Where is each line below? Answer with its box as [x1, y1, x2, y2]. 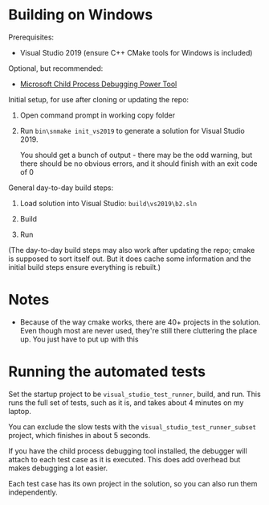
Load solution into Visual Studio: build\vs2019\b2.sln [19, 198, 198, 208]
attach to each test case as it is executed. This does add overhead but [8, 454, 241, 464]
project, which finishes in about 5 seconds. [8, 430, 151, 440]
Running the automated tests [8, 362, 206, 381]
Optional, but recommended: [8, 63, 104, 73]
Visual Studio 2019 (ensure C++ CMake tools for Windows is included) [19, 48, 253, 57]
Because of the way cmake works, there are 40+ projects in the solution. [19, 317, 261, 327]
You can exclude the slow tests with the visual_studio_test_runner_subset [8, 421, 257, 432]
